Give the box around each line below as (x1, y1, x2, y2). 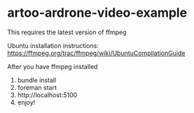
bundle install (17, 75, 57, 84)
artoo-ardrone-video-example (7, 5, 188, 21)
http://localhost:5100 (17, 91, 78, 99)
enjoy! (17, 98, 36, 106)
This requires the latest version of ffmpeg (7, 28, 127, 36)
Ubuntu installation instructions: (7, 41, 99, 50)
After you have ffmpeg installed (7, 62, 98, 70)
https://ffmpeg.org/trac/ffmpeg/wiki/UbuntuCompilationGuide (7, 49, 186, 57)
